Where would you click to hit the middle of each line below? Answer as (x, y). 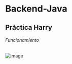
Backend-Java (36, 9)
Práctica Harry (29, 27)
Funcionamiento (22, 40)
